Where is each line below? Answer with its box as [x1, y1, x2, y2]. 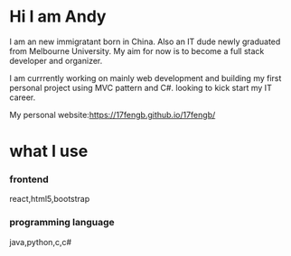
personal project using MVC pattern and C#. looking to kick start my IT [9, 82, 273, 93]
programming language [9, 216, 115, 229]
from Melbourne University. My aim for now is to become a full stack [9, 45, 265, 56]
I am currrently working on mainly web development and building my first [9, 72, 282, 83]
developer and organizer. [9, 55, 103, 66]
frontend [9, 173, 50, 186]
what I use [9, 142, 89, 161]
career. [9, 92, 36, 103]
